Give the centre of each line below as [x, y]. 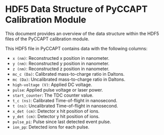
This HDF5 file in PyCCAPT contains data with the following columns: [76, 48]
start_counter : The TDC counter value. [53, 95]
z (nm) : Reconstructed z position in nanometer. [61, 69]
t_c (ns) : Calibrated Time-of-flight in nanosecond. [65, 100]
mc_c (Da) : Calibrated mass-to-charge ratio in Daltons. [68, 74]
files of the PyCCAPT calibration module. [47, 39]
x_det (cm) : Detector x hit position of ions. [56, 111]
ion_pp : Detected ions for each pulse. [51, 127]
